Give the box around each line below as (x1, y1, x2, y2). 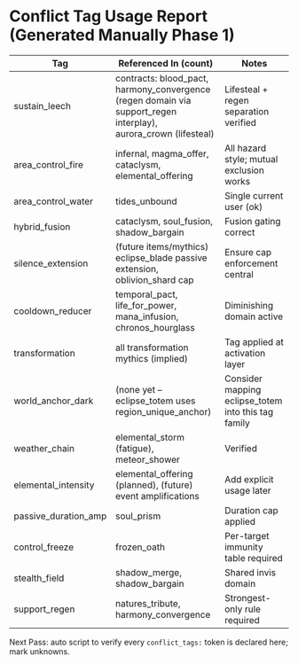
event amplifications (114, 489, 200, 502)
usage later (224, 484, 272, 496)
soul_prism (114, 510, 161, 522)
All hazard (224, 142, 267, 154)
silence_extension (13, 257, 89, 270)
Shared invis (224, 566, 277, 578)
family (224, 417, 250, 429)
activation (224, 347, 266, 359)
